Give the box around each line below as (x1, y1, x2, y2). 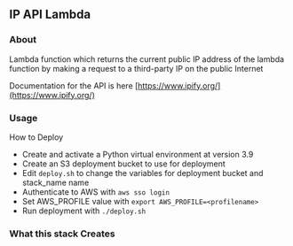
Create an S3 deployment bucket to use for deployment (21, 158, 226, 169)
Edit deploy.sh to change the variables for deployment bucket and (21, 167, 264, 178)
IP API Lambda (9, 7, 91, 22)
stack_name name (21, 177, 90, 188)
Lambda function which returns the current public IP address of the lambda (9, 53, 285, 65)
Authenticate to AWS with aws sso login (21, 186, 170, 197)
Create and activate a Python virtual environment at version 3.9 (21, 149, 254, 159)
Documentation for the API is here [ (9, 80, 139, 91)
